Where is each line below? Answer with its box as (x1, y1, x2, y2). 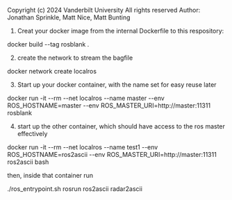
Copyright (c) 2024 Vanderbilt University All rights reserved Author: (7, 6, 201, 14)
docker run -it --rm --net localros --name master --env (7, 94, 165, 102)
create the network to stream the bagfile (17, 53, 133, 62)
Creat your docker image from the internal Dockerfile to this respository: (17, 27, 224, 35)
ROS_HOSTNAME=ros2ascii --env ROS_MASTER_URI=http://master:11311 (7, 151, 217, 158)
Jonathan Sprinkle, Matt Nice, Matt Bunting (7, 13, 131, 22)
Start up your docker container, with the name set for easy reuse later (17, 81, 217, 89)
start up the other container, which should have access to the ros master (17, 122, 226, 131)
